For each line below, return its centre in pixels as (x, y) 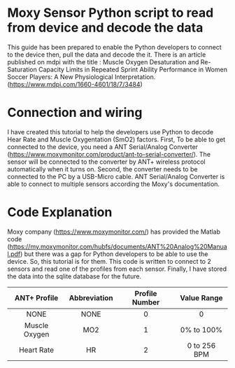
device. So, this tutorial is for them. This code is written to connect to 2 (109, 261)
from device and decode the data (105, 28)
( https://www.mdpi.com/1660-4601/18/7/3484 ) (75, 84)
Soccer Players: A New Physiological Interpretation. (81, 77)
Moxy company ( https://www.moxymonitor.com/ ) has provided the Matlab (114, 232)
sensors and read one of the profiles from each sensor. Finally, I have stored (117, 269)
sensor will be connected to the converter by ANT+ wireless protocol (106, 162)
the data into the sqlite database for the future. (74, 276)
